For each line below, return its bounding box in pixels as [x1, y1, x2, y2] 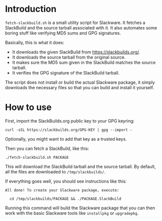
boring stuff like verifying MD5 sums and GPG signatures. [5, 30, 121, 36]
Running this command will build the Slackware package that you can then [5, 205, 155, 211]
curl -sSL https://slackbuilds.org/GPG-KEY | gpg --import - [5, 127, 133, 132]
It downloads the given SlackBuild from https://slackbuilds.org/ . [12, 49, 140, 55]
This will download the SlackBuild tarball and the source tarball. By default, [5, 163, 156, 170]
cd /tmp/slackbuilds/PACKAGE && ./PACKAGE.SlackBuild [9, 196, 121, 201]
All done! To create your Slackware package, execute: [5, 188, 119, 193]
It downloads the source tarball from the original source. [12, 54, 126, 60]
